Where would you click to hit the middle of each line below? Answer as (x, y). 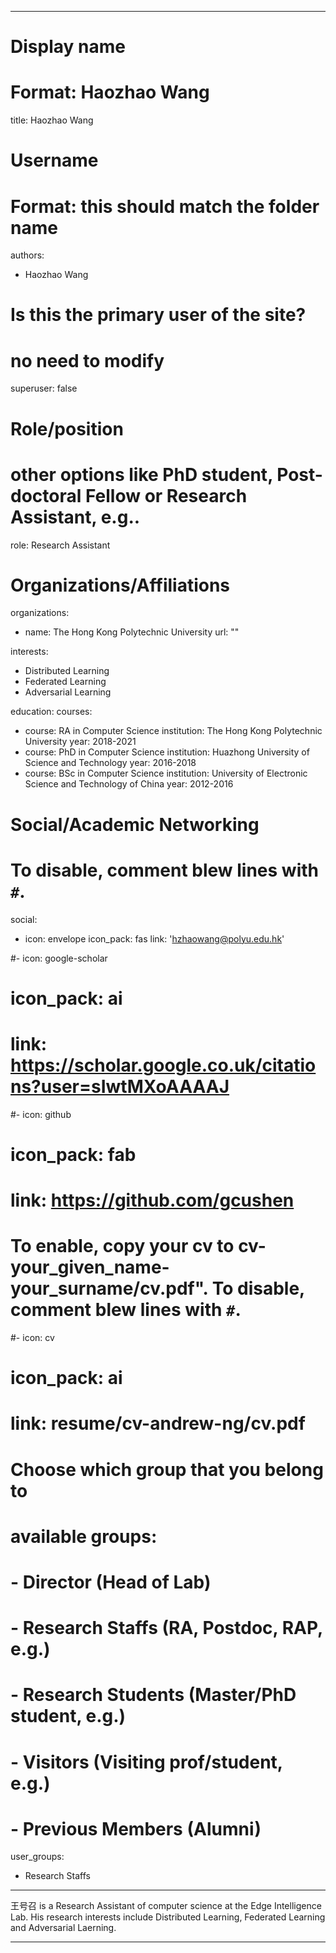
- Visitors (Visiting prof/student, (146, 1762)
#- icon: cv (32, 1337)
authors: (27, 255)
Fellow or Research (166, 495)
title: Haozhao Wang (52, 120)
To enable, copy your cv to (122, 1246)
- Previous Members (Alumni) (136, 1828)
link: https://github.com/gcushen (152, 1200)
